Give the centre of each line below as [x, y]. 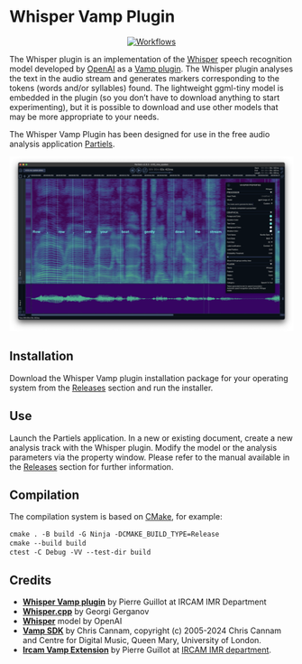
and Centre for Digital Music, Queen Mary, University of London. [142, 641]
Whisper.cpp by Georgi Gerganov [86, 612]
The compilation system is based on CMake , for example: [116, 517]
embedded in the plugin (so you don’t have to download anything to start [145, 98]
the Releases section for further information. [92, 466]
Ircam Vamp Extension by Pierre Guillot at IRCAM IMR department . [147, 650]
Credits [31, 580]
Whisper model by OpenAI [72, 622]
